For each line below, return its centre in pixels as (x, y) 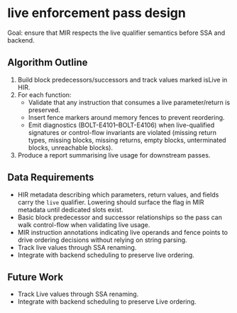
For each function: (44, 94)
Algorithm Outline (48, 63)
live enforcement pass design (97, 13)
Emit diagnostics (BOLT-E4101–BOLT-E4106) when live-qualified (121, 125)
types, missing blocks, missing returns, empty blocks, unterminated (127, 140)
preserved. (44, 110)
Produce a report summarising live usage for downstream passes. (114, 155)
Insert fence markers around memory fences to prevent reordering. (126, 117)
